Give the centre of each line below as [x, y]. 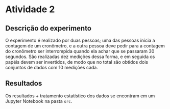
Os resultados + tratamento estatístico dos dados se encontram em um [80, 96]
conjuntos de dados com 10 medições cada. [52, 67]
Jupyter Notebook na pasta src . [39, 101]
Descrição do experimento [48, 28]
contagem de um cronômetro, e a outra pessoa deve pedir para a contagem [85, 46]
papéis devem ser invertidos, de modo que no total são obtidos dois [77, 62]
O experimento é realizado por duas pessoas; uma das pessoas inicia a [80, 40]
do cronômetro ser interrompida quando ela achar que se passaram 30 [80, 51]
